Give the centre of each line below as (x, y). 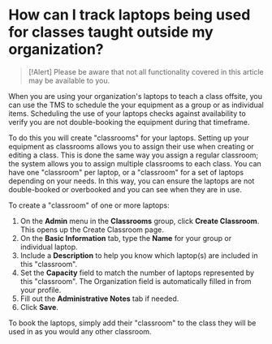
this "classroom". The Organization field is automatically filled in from (136, 281)
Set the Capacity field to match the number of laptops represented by (137, 273)
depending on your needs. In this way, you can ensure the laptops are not (132, 181)
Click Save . (39, 307)
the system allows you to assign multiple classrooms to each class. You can (135, 163)
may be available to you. (69, 80)
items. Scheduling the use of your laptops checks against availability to (127, 113)
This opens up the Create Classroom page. (92, 230)
